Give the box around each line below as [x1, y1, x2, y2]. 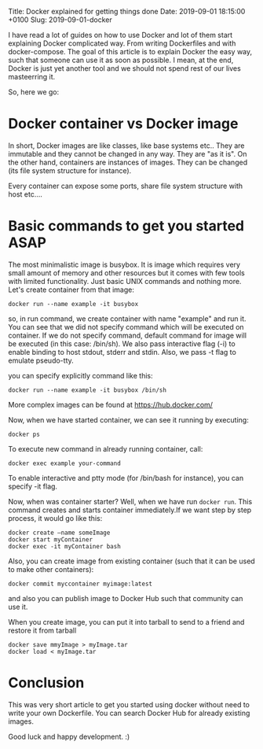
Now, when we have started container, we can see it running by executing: [8, 415, 249, 424]
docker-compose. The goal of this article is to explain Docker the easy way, [8, 47, 253, 56]
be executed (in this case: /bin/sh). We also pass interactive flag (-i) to [8, 338, 236, 349]
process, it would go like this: [8, 513, 103, 522]
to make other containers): [8, 564, 94, 574]
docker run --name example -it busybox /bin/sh [8, 386, 167, 394]
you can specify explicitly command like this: [8, 371, 153, 380]
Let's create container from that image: [8, 285, 135, 294]
